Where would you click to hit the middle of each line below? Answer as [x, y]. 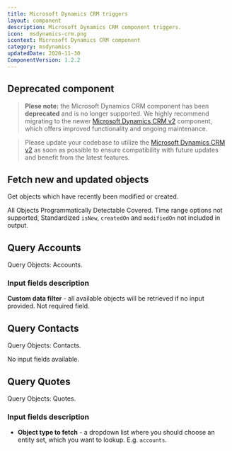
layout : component [34, 21]
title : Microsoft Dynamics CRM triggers [68, 14]
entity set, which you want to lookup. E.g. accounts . [92, 440]
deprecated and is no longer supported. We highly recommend [117, 113]
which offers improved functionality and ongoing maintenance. [116, 128]
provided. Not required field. [48, 306]
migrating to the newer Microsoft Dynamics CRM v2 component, [118, 121]
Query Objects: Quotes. [42, 399]
